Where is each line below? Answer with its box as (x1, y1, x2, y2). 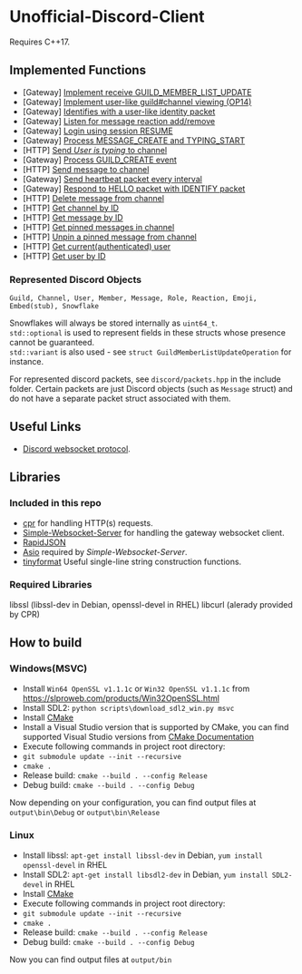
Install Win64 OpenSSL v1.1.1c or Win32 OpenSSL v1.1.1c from (22, 683, 250, 694)
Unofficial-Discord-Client (9, 6, 205, 27)
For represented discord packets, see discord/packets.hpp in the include (9, 374, 281, 385)
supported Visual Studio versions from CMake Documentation (22, 731, 255, 742)
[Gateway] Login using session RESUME (22, 125, 174, 136)
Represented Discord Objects (9, 273, 142, 286)
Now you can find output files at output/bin (9, 954, 172, 965)
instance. (9, 356, 44, 367)
